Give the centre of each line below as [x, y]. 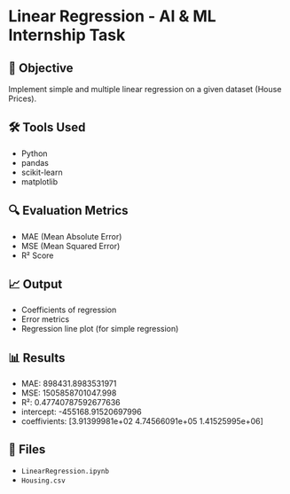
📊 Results [37, 358]
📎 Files [27, 449]
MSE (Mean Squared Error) [71, 246]
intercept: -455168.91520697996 [82, 412]
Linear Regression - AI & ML [112, 16]
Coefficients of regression [69, 310]
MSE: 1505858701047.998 [69, 393]
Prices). [23, 98]
